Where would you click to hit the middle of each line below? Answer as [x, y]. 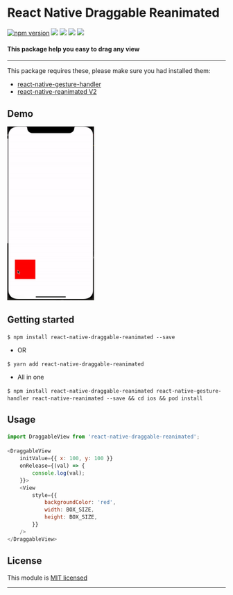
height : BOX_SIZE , [71, 517]
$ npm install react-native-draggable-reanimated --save [91, 337]
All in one [31, 377]
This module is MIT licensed [48, 578]
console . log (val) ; [59, 473]
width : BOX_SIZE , [69, 510]
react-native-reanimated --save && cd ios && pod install [118, 398]
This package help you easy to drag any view [74, 49]
